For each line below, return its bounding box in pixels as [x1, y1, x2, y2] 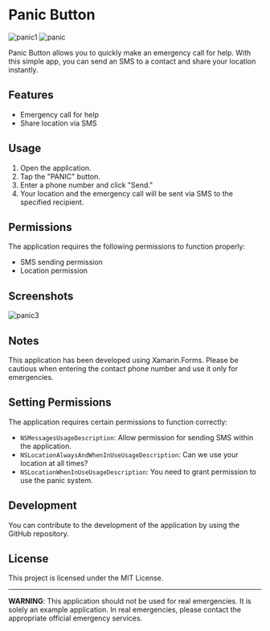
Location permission [19, 266, 88, 275]
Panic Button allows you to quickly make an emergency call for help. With [8, 47, 252, 57]
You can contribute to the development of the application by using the [8, 520, 240, 530]
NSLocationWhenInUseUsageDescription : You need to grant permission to [19, 467, 257, 476]
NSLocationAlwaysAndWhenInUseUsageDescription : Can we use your [19, 449, 239, 460]
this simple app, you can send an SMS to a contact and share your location [8, 56, 256, 66]
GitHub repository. [8, 529, 70, 538]
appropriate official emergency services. [8, 613, 143, 623]
